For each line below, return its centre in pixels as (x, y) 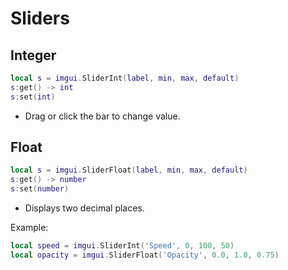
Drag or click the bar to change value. (102, 116)
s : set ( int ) (33, 97)
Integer (33, 55)
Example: (29, 228)
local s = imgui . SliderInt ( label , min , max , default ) (125, 78)
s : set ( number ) (40, 189)
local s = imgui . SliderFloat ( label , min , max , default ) (129, 170)
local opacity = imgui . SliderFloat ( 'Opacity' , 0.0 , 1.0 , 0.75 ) (145, 255)
